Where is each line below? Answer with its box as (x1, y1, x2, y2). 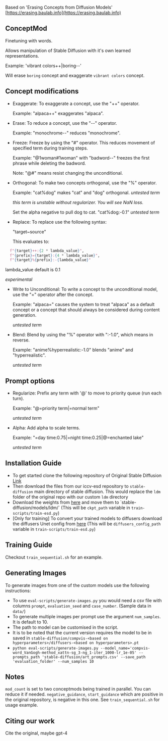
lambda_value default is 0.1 (5, 267, 60, 273)
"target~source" (12, 228, 46, 234)
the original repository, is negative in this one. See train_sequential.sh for (5, 697, 160, 703)
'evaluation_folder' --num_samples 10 (12, 659, 94, 664)
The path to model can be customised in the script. (12, 624, 119, 630)
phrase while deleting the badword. (12, 160, 87, 166)
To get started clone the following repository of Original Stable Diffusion (12, 472, 162, 478)
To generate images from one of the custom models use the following (5, 582, 150, 588)
